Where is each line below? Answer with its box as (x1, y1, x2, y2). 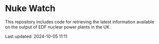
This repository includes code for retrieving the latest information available (5, 19, 155, 25)
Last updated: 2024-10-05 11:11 (5, 33, 68, 39)
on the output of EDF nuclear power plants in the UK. (5, 24, 111, 29)
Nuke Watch (5, 3, 56, 14)
